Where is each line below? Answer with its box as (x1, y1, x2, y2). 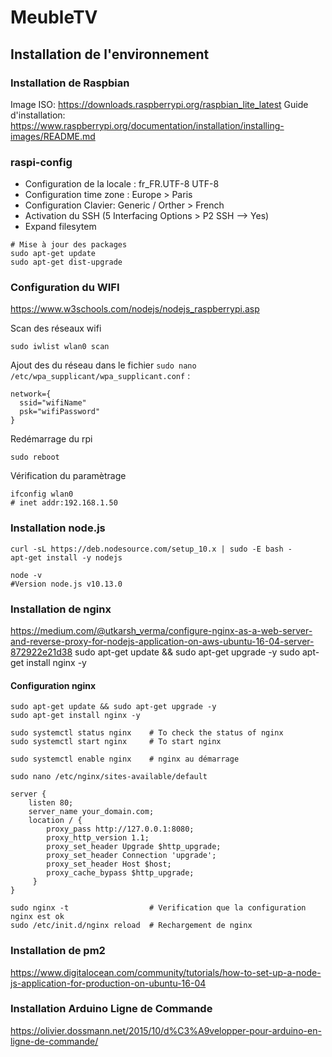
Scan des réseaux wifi (10, 322, 102, 335)
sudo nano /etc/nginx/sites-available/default (10, 772, 208, 782)
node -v (10, 570, 43, 580)
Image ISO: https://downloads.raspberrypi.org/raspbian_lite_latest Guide (10, 98, 309, 110)
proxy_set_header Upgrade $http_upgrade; (46, 842, 222, 852)
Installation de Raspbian (10, 76, 130, 90)
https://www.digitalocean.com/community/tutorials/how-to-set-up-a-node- (10, 966, 322, 978)
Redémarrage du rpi (10, 433, 93, 445)
